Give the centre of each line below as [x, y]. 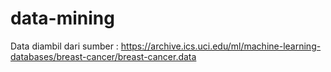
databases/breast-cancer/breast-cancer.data [103, 56]
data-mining [62, 18]
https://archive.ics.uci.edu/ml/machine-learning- [221, 46]
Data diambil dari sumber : [64, 46]
